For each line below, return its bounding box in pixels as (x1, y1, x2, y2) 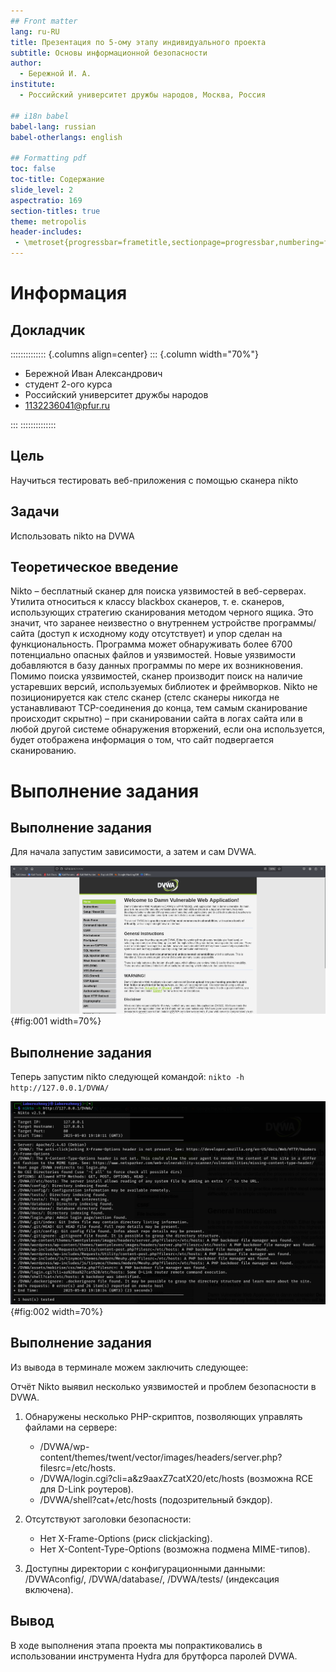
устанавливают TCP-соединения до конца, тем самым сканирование (10, 702, 308, 714)
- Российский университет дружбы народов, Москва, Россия (19, 90, 267, 100)
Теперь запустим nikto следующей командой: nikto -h (10, 1071, 245, 1083)
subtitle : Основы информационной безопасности (10, 48, 208, 58)
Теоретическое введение (10, 559, 179, 576)
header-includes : (10, 227, 83, 237)
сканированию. (10, 745, 77, 757)
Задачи (10, 503, 60, 520)
